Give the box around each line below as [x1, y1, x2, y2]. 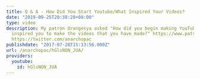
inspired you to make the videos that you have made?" [11, 31, 151, 37]
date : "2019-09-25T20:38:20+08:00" [6, 14, 95, 20]
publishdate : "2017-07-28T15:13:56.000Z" [6, 42, 111, 48]
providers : [6, 53, 33, 59]
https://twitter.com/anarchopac [11, 36, 92, 42]
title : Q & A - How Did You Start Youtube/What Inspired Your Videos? [6, 8, 185, 15]
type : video [6, 20, 36, 26]
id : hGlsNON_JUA [17, 64, 58, 70]
